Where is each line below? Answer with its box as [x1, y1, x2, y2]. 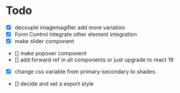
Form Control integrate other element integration [14, 31, 137, 38]
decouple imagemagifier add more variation [14, 24, 126, 31]
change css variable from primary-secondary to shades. [14, 68, 157, 75]
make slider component [14, 38, 75, 45]
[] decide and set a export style [14, 80, 94, 88]
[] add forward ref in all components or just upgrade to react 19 [14, 56, 174, 64]
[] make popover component [14, 50, 87, 57]
